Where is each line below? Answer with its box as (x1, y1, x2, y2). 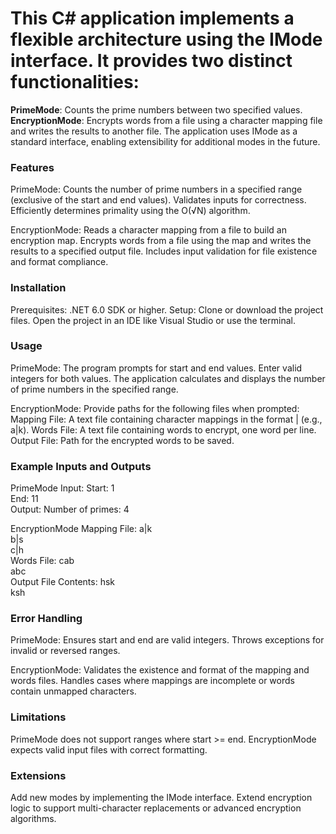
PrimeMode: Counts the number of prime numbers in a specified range (10, 183, 303, 196)
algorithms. (10, 813, 57, 825)
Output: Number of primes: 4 (10, 503, 130, 516)
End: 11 (10, 493, 39, 505)
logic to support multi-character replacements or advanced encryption (10, 802, 302, 814)
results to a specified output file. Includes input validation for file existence (10, 245, 318, 257)
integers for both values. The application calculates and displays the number (10, 372, 326, 384)
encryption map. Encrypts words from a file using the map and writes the (10, 235, 312, 247)
